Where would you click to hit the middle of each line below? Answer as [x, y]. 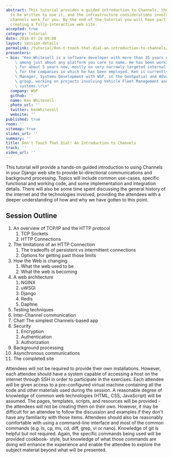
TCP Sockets [34, 234]
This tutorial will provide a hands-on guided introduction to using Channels [84, 167]
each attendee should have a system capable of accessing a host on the [82, 374]
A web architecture [33, 277]
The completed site [33, 358]
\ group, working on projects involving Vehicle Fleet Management [87, 81]
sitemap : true [21, 129]
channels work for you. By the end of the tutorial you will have [82, 19]
